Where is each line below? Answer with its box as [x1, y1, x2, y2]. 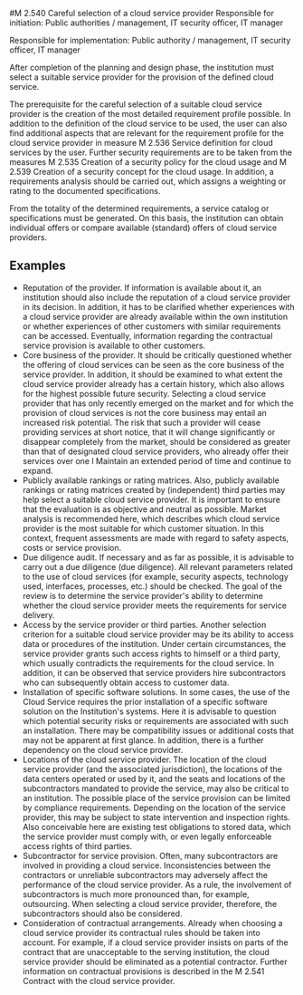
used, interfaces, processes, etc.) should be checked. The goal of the [22, 580, 283, 592]
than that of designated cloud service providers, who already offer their [22, 446, 289, 457]
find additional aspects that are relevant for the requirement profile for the [9, 128, 285, 139]
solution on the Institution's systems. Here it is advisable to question [22, 706, 277, 717]
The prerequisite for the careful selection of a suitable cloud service [9, 99, 262, 110]
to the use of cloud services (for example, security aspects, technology [22, 571, 289, 582]
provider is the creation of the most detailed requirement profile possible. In [9, 109, 291, 119]
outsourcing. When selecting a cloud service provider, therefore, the [22, 898, 278, 909]
